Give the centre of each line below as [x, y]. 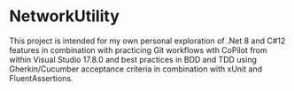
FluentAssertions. [41, 78]
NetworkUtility [64, 16]
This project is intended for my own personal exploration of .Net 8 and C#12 [147, 41]
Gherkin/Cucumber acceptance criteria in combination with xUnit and [136, 69]
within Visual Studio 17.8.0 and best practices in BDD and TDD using [133, 59]
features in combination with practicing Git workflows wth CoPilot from [138, 49]
